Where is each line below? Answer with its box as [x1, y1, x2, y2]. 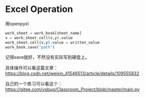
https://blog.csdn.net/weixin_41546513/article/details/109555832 [5, 70, 139, 76]
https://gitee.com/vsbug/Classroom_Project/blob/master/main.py [5, 86, 140, 92]
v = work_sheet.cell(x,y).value [5, 35, 73, 40]
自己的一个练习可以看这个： [5, 81, 63, 87]
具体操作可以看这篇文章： [5, 65, 58, 71]
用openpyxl [5, 20, 29, 26]
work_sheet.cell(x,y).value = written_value [5, 40, 100, 45]
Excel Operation [5, 3, 73, 15]
